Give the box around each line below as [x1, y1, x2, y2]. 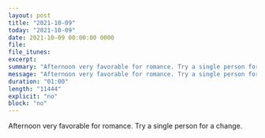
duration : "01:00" [8, 77, 69, 85]
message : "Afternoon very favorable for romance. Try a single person [8, 70, 245, 78]
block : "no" [8, 99, 47, 107]
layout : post [8, 11, 51, 20]
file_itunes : [8, 48, 51, 56]
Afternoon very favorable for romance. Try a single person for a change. [8, 121, 243, 131]
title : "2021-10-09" [8, 19, 77, 27]
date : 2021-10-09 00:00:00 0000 [8, 33, 114, 42]
